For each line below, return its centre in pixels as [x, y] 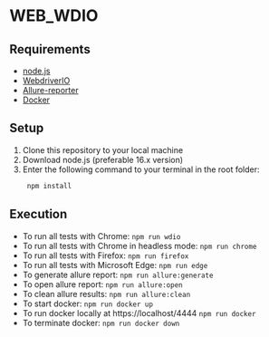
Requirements [50, 49]
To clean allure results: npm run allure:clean [106, 294]
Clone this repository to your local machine [103, 149]
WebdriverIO [46, 81]
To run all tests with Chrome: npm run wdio [101, 236]
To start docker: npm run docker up [88, 303]
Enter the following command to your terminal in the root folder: [141, 169]
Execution [38, 214]
